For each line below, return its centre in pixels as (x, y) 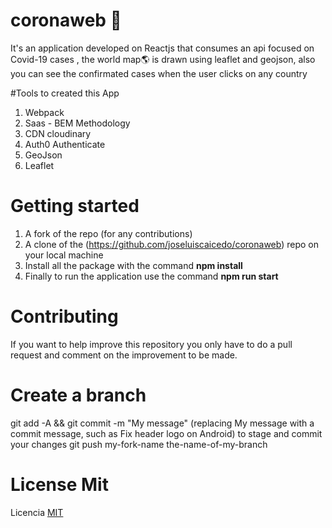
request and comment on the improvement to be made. (124, 355)
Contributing (64, 316)
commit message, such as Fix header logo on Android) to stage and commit (166, 433)
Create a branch (78, 395)
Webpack (44, 112)
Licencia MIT (37, 512)
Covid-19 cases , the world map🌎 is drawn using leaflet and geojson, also (163, 59)
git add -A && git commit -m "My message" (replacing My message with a (162, 423)
